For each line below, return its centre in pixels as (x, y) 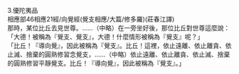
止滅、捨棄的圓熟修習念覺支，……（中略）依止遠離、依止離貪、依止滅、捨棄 (119, 54)
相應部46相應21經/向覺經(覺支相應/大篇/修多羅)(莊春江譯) (91, 19)
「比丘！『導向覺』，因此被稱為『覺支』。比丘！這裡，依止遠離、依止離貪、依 (119, 45)
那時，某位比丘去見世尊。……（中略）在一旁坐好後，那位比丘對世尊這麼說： (119, 28)
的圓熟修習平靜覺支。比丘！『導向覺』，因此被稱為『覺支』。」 (96, 63)
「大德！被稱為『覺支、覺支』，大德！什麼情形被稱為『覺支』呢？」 (106, 37)
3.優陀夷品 (23, 10)
